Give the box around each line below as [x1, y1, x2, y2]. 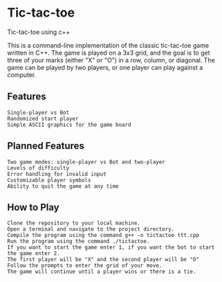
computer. [7, 71, 37, 79]
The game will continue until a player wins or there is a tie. [7, 268, 196, 275]
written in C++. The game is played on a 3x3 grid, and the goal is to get [7, 49, 210, 57]
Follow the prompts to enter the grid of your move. [7, 262, 163, 270]
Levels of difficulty [7, 164, 70, 171]
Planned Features [7, 140, 85, 152]
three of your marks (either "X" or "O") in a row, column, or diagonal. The [7, 55, 216, 64]
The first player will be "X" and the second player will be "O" [7, 256, 199, 263]
